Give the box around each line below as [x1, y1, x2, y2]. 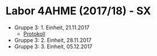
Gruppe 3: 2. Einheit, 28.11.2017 [14, 36, 92, 43]
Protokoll [23, 30, 46, 37]
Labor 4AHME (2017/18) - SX [5, 4, 151, 18]
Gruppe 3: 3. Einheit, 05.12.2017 [14, 43, 93, 50]
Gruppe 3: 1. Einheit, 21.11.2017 [14, 24, 90, 31]
